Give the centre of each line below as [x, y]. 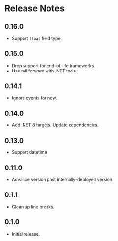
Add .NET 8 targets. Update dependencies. [55, 125]
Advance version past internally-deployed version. [62, 180]
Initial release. [26, 234]
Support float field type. [37, 38]
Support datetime [29, 152]
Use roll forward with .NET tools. [44, 71]
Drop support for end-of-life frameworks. [53, 65]
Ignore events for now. [34, 98]
